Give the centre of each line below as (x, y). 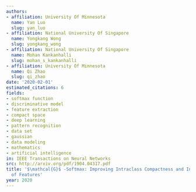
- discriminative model (35, 104)
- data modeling (26, 142)
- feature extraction (32, 109)
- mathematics (23, 148)
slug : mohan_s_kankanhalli (44, 60)
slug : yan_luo (28, 28)
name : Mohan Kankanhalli (41, 55)
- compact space (26, 115)
